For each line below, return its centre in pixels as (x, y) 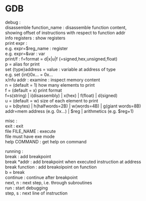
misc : (11, 121)
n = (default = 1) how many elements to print (50, 85)
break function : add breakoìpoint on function (51, 167)
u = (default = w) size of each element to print (52, 100)
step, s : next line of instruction (36, 193)
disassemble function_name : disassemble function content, (66, 27)
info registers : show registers (35, 38)
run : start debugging (27, 188)
